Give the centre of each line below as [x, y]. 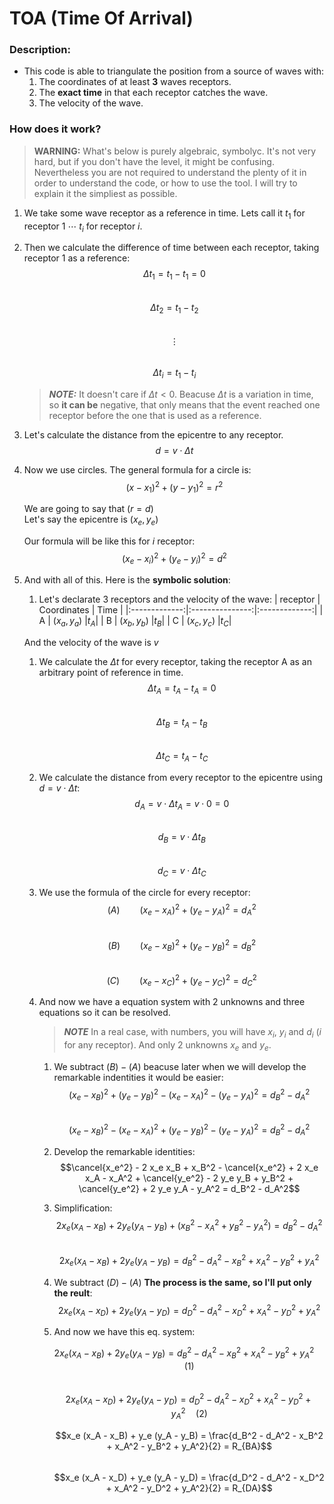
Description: [40, 50]
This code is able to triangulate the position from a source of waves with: [174, 71]
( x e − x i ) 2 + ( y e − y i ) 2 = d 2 [174, 559]
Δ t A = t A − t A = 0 [182, 689]
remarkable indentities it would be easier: [138, 1077]
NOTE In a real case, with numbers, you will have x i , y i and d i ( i [192, 1033]
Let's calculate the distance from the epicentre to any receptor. [153, 434]
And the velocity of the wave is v [91, 643]
